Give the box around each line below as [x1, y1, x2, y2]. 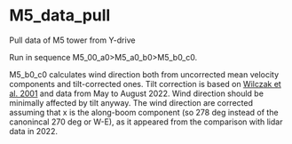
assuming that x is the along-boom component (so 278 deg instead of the [9, 107, 279, 117]
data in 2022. [9, 125, 58, 136]
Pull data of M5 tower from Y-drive [9, 35, 136, 45]
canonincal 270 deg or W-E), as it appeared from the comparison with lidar [9, 116, 283, 127]
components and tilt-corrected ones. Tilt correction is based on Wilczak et [9, 78, 281, 89]
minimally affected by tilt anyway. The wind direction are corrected [9, 97, 253, 108]
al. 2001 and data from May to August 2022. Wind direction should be [9, 88, 264, 99]
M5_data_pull [9, 5, 111, 26]
